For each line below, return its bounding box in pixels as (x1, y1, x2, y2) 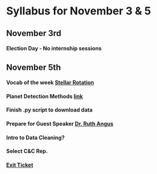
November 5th (6, 62, 61, 73)
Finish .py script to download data (6, 106, 93, 113)
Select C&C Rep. (6, 148, 48, 155)
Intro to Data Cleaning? (6, 134, 65, 141)
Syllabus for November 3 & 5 (6, 4, 152, 18)
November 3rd (6, 28, 62, 38)
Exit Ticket (6, 161, 34, 169)
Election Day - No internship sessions (6, 45, 102, 52)
